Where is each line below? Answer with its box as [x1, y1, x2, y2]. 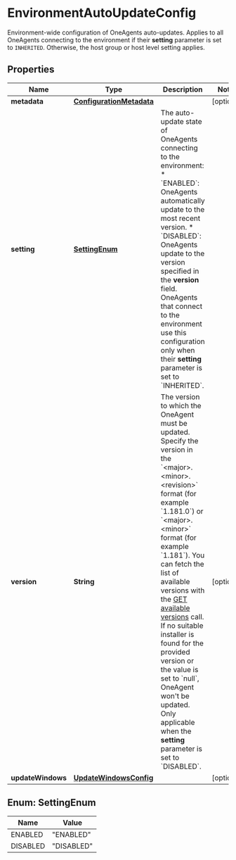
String [73, 576, 95, 586]
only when [160, 345, 195, 355]
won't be [160, 691, 190, 701]
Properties [7, 63, 55, 75]
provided [160, 647, 190, 657]
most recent [160, 213, 201, 223]
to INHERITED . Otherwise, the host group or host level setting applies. [7, 43, 205, 51]
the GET [160, 594, 188, 604]
